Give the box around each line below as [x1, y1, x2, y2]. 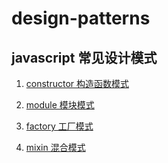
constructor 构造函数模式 [25, 78, 130, 89]
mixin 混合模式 [25, 142, 86, 153]
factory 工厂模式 [25, 120, 94, 132]
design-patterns [11, 7, 151, 30]
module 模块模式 [25, 99, 95, 111]
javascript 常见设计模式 [11, 49, 158, 66]
